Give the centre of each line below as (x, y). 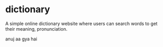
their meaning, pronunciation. (36, 29)
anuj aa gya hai (21, 39)
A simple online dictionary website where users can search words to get (81, 24)
